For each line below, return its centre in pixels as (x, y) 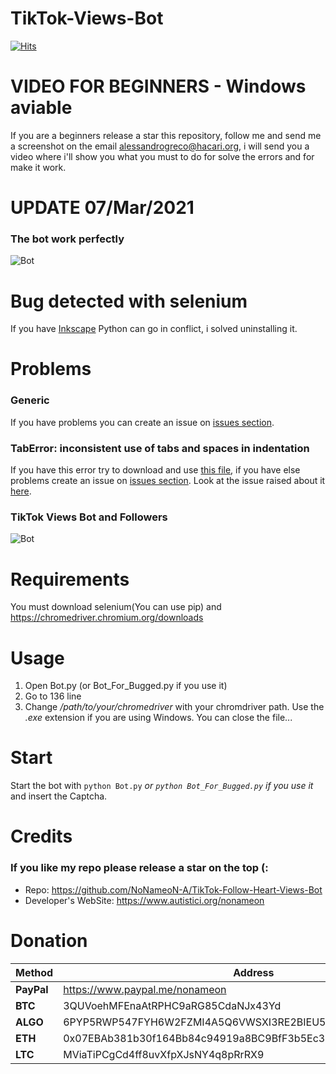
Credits (41, 836)
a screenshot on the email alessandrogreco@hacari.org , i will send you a (160, 146)
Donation (49, 940)
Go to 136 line (53, 696)
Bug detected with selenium (129, 301)
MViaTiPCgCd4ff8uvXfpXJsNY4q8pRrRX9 (164, 1054)
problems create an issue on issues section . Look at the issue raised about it (168, 481)
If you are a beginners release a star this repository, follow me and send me (166, 135)
